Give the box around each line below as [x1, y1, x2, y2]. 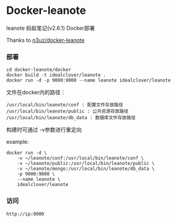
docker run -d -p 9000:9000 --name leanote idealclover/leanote [6, 77, 171, 83]
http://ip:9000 [6, 211, 45, 217]
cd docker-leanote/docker [6, 67, 71, 73]
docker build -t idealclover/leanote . [6, 72, 107, 79]
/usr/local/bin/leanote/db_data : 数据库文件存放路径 [6, 115, 136, 121]
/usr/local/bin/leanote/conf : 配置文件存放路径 [6, 102, 123, 108]
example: [6, 138, 29, 146]
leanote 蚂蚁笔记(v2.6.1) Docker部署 [6, 24, 95, 31]
